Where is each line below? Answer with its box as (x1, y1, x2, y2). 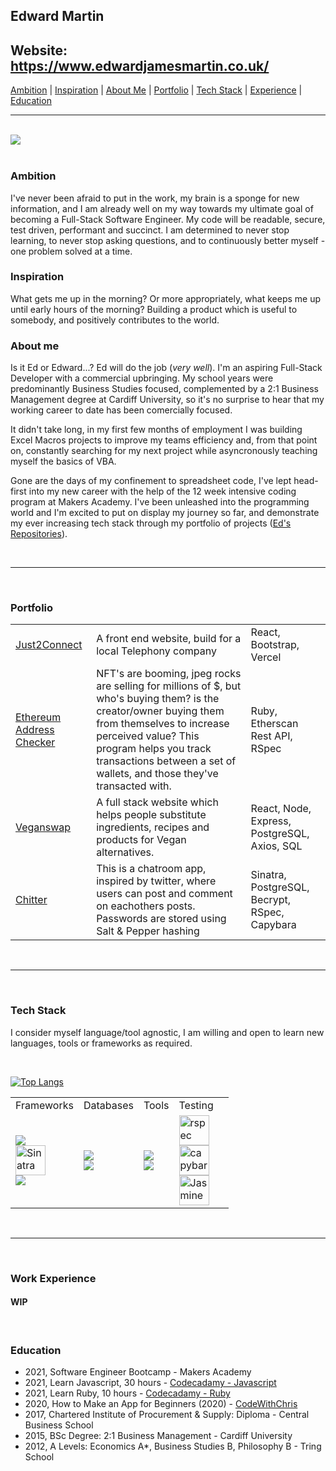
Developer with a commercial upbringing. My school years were (10, 372, 274, 384)
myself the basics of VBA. (10, 455, 117, 468)
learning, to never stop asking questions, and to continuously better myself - (10, 234, 326, 246)
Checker (15, 735, 56, 749)
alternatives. (96, 845, 155, 859)
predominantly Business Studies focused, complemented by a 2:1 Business (10, 383, 319, 395)
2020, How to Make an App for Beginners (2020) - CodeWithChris (24, 1398, 298, 1410)
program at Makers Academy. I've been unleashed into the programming (10, 496, 310, 508)
